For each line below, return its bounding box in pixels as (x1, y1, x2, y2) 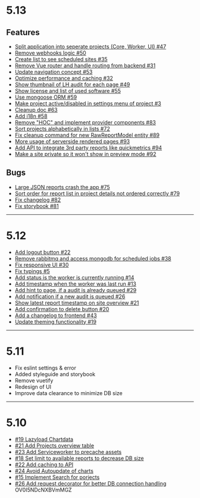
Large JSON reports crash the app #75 (14, 183, 110, 190)
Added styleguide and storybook (14, 370, 96, 378)
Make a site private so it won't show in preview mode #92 (14, 151, 157, 158)
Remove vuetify (14, 377, 54, 384)
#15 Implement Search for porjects (14, 474, 100, 481)
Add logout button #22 (14, 248, 71, 256)
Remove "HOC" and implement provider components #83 (14, 119, 157, 126)
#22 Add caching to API (14, 461, 74, 468)
